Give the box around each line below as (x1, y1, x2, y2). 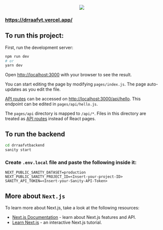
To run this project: (5, 32, 64, 40)
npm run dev (5, 54, 29, 59)
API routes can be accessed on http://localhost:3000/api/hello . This (5, 96, 141, 102)
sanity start (5, 147, 32, 152)
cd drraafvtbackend (5, 143, 45, 148)
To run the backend (5, 130, 65, 138)
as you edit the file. (22, 86, 61, 92)
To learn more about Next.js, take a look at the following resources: (5, 205, 140, 211)
